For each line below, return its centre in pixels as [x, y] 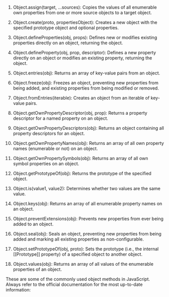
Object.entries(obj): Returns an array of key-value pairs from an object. [87, 73]
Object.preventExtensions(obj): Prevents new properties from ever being [88, 219]
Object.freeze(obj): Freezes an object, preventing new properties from [86, 83]
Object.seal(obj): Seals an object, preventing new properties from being [87, 234]
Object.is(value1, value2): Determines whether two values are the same [87, 189]
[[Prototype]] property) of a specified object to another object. [78, 254]
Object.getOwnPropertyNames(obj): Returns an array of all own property [88, 143]
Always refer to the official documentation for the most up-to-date [74, 284]
